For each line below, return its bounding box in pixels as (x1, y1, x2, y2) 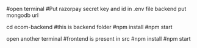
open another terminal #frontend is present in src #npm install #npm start (6, 35, 191, 42)
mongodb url (6, 12, 39, 19)
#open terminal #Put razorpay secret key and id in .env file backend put (6, 5, 187, 12)
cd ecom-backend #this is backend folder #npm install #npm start (6, 24, 173, 30)
